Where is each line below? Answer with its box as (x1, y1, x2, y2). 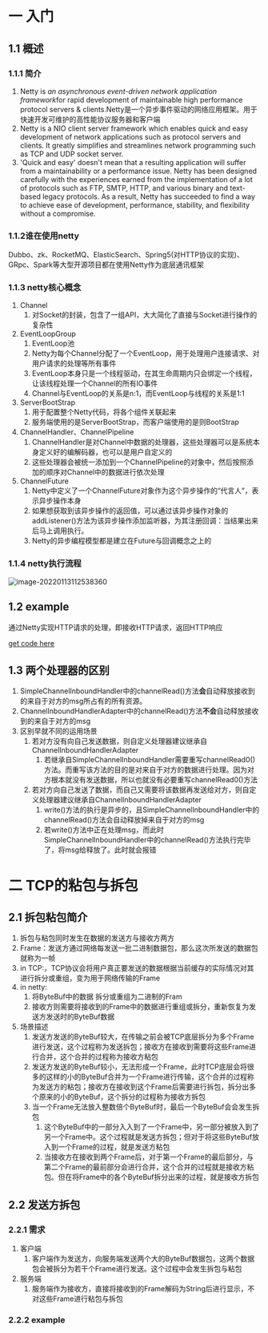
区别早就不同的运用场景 (19, 726, 98, 736)
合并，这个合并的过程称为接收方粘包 (38, 1052, 158, 1062)
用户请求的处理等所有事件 (31, 358, 117, 369)
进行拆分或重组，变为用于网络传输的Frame (19, 973, 161, 983)
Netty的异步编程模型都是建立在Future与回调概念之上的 (31, 536, 212, 546)
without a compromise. (19, 208, 96, 218)
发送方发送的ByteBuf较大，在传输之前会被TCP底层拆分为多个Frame (31, 1032, 254, 1042)
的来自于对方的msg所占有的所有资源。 (19, 697, 147, 706)
